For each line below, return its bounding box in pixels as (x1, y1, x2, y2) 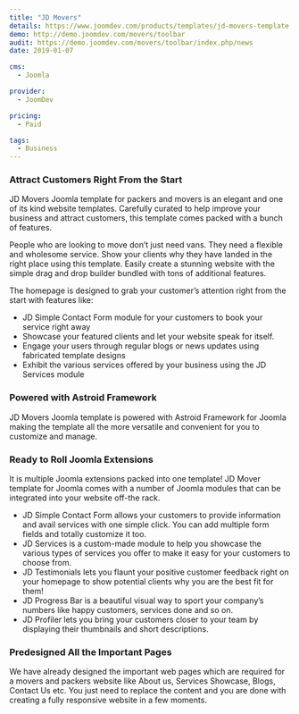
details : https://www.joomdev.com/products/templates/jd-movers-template (9, 21, 290, 30)
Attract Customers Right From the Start (9, 173, 183, 186)
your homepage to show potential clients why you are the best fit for (21, 576, 274, 587)
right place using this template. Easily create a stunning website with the (9, 258, 275, 269)
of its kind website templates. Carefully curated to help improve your (9, 203, 262, 214)
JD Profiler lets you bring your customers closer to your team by (21, 614, 259, 626)
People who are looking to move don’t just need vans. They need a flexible (9, 239, 284, 250)
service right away (21, 322, 91, 332)
